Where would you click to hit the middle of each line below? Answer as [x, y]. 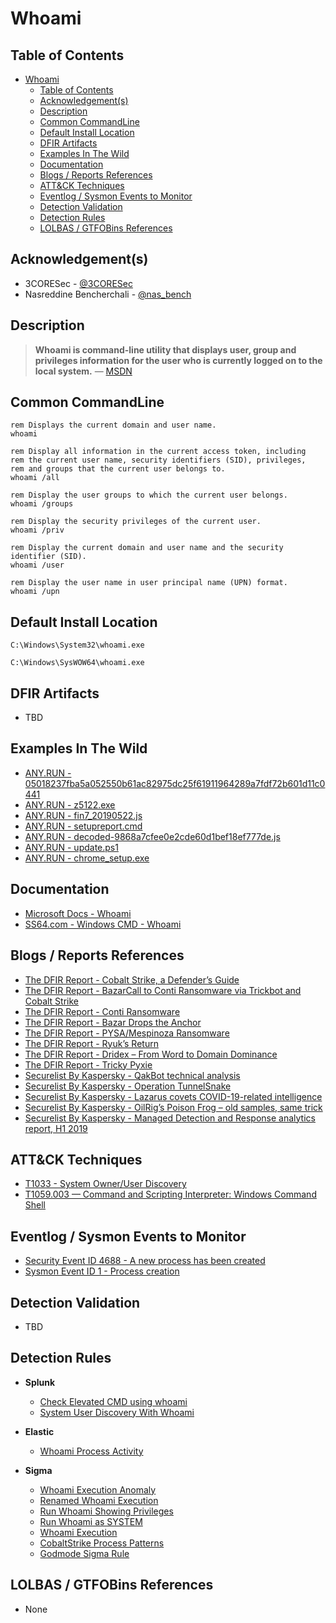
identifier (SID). [48, 557]
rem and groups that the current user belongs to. [118, 469]
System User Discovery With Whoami [117, 1412]
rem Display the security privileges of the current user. [136, 522]
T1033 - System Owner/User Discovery [105, 1184]
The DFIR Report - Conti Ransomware [102, 1011]
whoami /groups [42, 504]
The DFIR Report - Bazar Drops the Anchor [113, 1022]
